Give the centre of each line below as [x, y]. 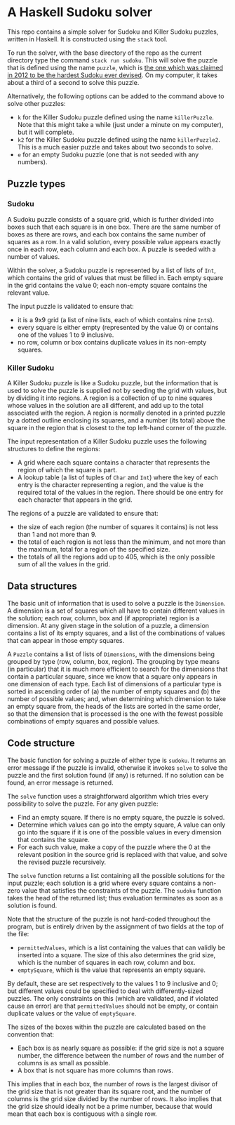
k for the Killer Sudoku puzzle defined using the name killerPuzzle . [115, 117]
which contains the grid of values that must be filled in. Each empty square [115, 277]
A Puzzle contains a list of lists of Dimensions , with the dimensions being [111, 654]
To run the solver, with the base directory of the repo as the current [105, 53]
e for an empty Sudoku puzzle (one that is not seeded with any [108, 154]
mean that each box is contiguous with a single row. [82, 1114]
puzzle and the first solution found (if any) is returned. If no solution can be [116, 775]
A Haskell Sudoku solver [80, 12]
